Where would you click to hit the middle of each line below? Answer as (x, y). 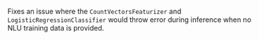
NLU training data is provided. (56, 28)
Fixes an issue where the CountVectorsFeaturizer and (94, 11)
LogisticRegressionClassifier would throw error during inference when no (129, 20)
